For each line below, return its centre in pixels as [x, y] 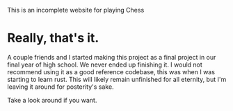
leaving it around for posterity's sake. [61, 87]
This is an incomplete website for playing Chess [76, 10]
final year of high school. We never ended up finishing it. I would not [105, 65]
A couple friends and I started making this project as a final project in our [112, 57]
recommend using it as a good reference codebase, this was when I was [111, 71]
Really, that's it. [53, 38]
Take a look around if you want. [52, 100]
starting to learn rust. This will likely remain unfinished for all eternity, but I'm [117, 79]
